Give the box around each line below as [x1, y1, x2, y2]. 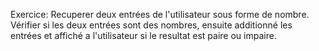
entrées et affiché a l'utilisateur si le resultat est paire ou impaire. [10, 30, 277, 41]
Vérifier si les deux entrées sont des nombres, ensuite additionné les [10, 19, 293, 31]
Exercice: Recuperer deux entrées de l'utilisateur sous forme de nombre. [10, 9, 310, 20]
